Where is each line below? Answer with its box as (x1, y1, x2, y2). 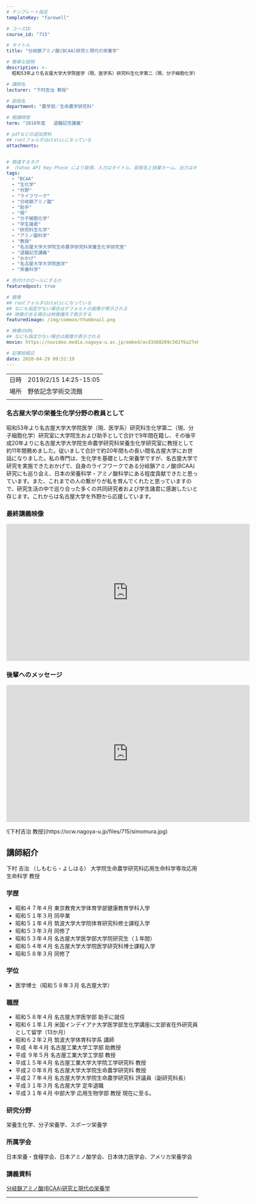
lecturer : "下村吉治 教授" (6, 87, 69, 93)
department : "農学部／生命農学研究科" (6, 104, 95, 110)
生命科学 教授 (6, 873, 40, 880)
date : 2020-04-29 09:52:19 (6, 356, 75, 362)
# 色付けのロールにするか (6, 278, 62, 284)
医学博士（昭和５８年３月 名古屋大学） (15, 982, 113, 989)
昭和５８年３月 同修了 (15, 950, 71, 957)
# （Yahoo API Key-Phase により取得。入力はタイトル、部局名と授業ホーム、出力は (6, 165, 193, 171)
